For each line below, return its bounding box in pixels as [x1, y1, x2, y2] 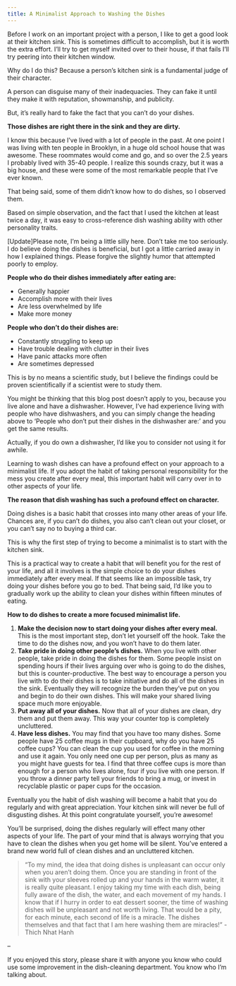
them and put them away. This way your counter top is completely [17, 714, 210, 722]
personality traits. [7, 223, 58, 232]
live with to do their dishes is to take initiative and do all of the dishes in [17, 676, 224, 685]
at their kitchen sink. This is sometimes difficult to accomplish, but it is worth [7, 37, 230, 46]
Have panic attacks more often [17, 351, 107, 360]
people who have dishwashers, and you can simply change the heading [7, 409, 216, 418]
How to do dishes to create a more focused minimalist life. [7, 610, 181, 618]
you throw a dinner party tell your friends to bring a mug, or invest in [17, 774, 216, 782]
